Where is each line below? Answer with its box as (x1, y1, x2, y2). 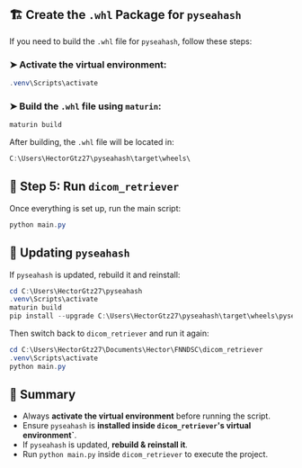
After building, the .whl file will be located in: (9, 137, 175, 148)
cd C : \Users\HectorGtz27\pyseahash (9, 286, 143, 295)
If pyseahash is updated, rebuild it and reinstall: (9, 269, 181, 280)
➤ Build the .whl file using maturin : (9, 100, 162, 112)
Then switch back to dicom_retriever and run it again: (9, 328, 209, 339)
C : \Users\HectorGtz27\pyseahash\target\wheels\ (9, 154, 191, 164)
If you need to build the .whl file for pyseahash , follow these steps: (9, 35, 253, 47)
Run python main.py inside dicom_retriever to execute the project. (22, 449, 268, 460)
